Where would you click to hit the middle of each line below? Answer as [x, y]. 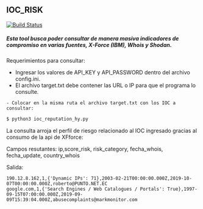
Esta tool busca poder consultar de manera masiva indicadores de [93, 38]
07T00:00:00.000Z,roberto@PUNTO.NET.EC [57, 183]
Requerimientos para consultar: [46, 60]
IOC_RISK [25, 10]
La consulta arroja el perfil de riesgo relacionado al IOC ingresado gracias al [101, 130]
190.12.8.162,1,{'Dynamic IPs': [47, 178]
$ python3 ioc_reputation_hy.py [47, 119]
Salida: [15, 167]
